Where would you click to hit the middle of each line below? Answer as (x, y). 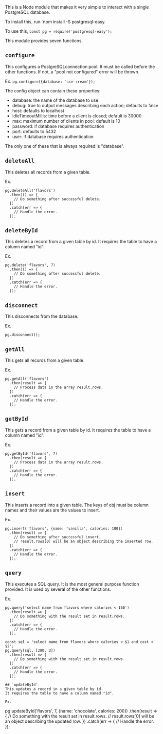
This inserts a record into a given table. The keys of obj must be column (77, 505)
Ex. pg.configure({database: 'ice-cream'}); (50, 81)
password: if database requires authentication (58, 126)
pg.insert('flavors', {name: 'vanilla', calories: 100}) (64, 528)
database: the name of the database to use (55, 100)
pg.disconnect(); (23, 335)
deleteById (21, 231)
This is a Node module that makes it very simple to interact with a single (77, 7)
